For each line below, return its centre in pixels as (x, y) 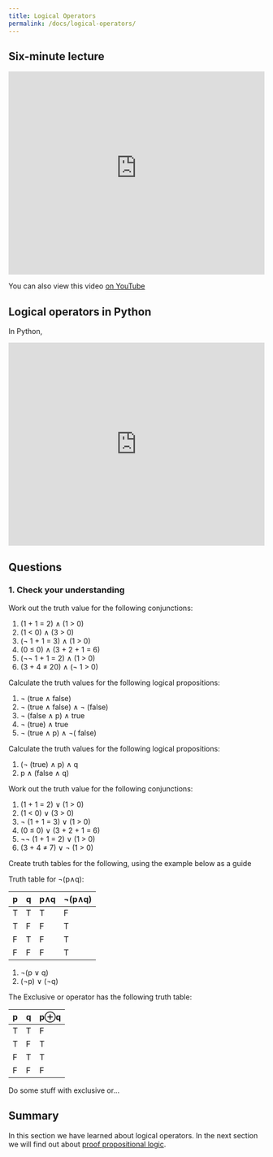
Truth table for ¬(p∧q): (46, 879)
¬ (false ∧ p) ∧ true (52, 715)
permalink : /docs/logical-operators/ (72, 24)
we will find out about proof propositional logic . (87, 1144)
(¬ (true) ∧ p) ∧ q (49, 764)
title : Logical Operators (52, 16)
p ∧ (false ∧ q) (45, 773)
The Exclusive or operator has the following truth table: (100, 997)
